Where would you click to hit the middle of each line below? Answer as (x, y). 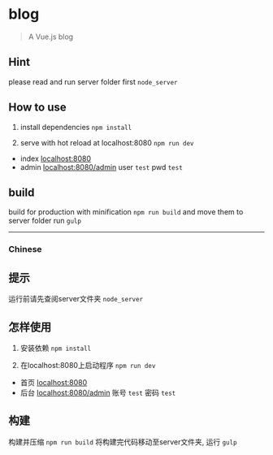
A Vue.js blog (51, 37)
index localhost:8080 (56, 158)
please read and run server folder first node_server (93, 81)
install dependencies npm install (76, 127)
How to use (37, 108)
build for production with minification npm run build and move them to (126, 212)
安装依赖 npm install (56, 348)
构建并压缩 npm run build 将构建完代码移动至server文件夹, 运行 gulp (123, 442)
